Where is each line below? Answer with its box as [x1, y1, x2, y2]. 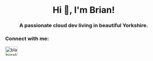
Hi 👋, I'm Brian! [52, 4, 115, 16]
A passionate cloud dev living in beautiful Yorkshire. [19, 22, 149, 29]
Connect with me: [5, 35, 49, 42]
